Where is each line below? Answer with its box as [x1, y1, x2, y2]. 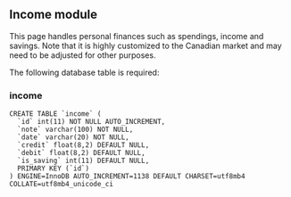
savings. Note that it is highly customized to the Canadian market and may [9, 40, 283, 51]
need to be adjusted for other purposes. [9, 49, 156, 61]
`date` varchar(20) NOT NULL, [17, 133, 129, 142]
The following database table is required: [9, 67, 160, 78]
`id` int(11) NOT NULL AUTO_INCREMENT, [17, 118, 166, 127]
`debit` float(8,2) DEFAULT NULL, [17, 149, 145, 158]
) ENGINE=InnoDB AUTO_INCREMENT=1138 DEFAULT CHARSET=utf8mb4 [9, 172, 245, 181]
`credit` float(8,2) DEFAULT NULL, [17, 141, 150, 150]
